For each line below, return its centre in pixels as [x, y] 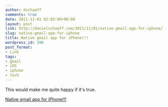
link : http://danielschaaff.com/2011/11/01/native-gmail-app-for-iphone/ [84, 29]
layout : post [19, 24]
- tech [12, 75]
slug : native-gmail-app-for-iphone [43, 33]
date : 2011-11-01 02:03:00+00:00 [40, 19]
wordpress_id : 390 [24, 43]
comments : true [21, 15]
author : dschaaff [23, 10]
